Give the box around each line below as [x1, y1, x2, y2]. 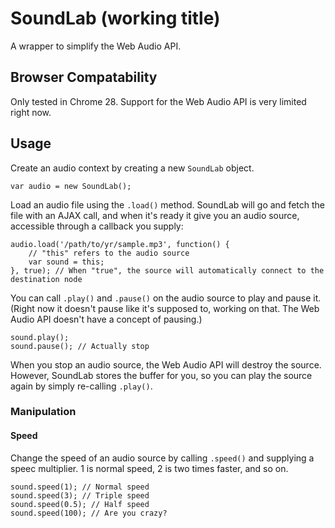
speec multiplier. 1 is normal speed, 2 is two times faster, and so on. [10, 462, 289, 474]
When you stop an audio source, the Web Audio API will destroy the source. [10, 358, 322, 371]
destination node [10, 274, 83, 284]
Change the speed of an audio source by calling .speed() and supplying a [10, 452, 315, 464]
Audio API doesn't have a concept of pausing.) [10, 313, 203, 325]
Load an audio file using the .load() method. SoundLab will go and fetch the [10, 198, 326, 211]
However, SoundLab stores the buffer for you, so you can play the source [10, 369, 313, 381]
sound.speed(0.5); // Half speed [10, 499, 150, 509]
